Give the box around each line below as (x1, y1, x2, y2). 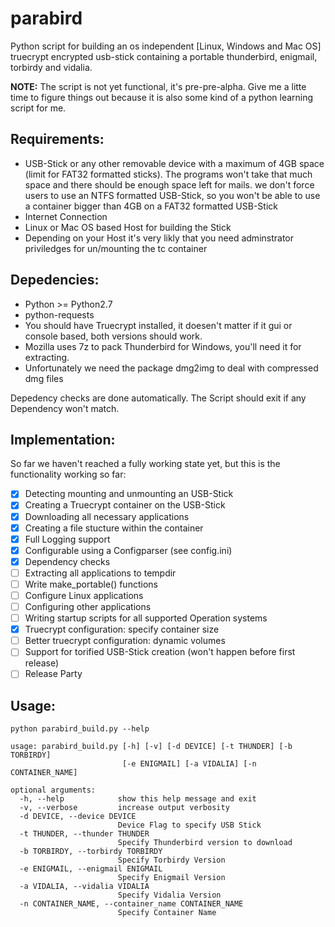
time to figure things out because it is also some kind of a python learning (10, 91, 314, 103)
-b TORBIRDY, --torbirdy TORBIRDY (19, 847, 163, 857)
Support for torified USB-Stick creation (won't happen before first (24, 646, 296, 658)
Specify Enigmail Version (117, 873, 226, 883)
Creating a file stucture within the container (24, 522, 204, 534)
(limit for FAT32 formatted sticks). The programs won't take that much (24, 168, 313, 180)
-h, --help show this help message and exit (19, 794, 257, 804)
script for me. (10, 102, 67, 114)
